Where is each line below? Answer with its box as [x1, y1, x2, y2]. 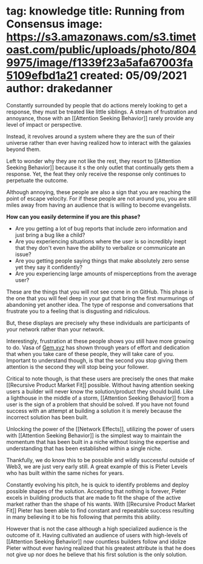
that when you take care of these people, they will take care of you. [6, 350, 175, 357]
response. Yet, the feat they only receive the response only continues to [6, 170, 186, 177]
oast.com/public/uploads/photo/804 [6, 43, 197, 57]
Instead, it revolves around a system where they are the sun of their [6, 132, 175, 140]
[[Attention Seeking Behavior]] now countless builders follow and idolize [6, 538, 187, 545]
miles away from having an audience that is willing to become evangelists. [6, 201, 191, 209]
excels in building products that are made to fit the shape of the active [6, 494, 181, 501]
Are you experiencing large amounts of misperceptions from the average [15, 270, 197, 277]
